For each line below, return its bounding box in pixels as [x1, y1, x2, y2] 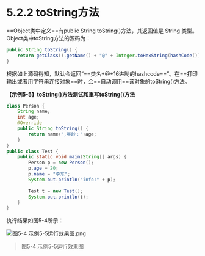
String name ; [17, 108, 51, 115]
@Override [17, 120, 43, 126]
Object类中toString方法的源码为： [6, 34, 92, 42]
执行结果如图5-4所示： [6, 217, 64, 224]
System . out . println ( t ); [28, 194, 88, 200]
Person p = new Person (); [28, 159, 95, 166]
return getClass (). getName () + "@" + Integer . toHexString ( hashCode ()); [17, 53, 203, 59]
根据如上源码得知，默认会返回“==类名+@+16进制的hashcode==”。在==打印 [6, 70, 198, 77]
